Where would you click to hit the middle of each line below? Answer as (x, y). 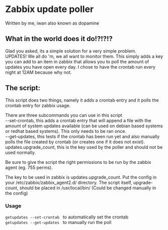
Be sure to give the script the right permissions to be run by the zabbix (78, 162)
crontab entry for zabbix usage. (38, 105)
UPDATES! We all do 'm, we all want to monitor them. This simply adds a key (84, 56)
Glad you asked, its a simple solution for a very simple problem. (71, 51)
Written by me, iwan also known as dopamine (52, 23)
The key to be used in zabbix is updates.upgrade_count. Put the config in (81, 177)
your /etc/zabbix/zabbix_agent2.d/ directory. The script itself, (69, 182)
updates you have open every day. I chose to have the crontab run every (80, 67)
